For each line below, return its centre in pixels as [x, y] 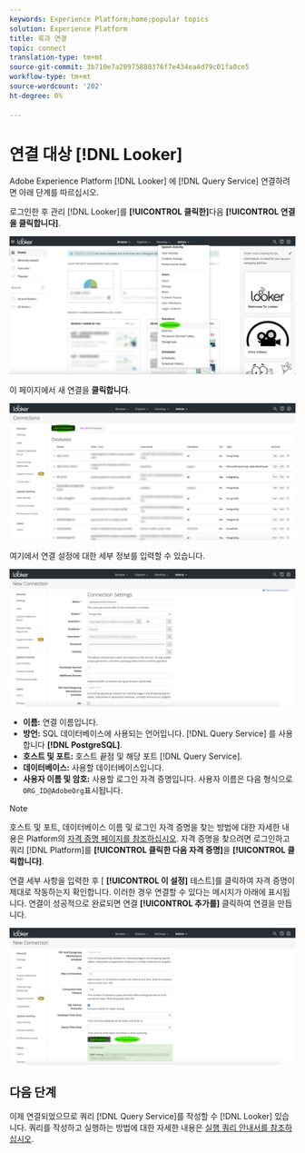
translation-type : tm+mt [56, 58]
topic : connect [38, 48]
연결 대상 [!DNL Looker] [96, 154]
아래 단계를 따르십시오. [59, 193]
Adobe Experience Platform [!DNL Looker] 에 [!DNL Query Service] [134, 181]
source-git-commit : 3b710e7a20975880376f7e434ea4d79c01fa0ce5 [129, 67]
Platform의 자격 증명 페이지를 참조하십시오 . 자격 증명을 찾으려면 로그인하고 [158, 838]
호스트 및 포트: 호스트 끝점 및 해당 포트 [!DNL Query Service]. [133, 756]
